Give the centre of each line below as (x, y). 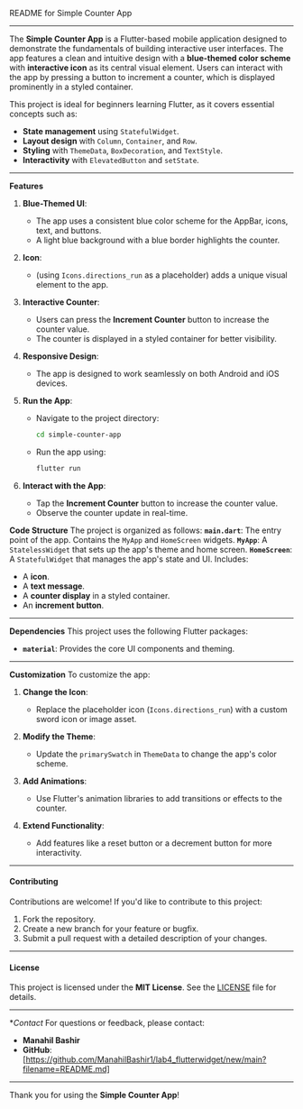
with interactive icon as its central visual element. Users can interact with (146, 68)
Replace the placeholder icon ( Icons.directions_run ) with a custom (161, 709)
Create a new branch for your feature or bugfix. (110, 929)
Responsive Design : (60, 356)
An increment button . (63, 605)
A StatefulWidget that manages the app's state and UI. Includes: (129, 559)
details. (23, 997)
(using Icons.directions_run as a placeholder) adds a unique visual (161, 275)
